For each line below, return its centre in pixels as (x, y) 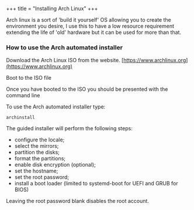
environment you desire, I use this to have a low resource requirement (90, 26)
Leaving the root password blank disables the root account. (77, 201)
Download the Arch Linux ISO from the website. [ (65, 60)
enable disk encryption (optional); (55, 165)
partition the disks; (37, 153)
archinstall (20, 118)
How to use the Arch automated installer (64, 48)
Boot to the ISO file (29, 78)
